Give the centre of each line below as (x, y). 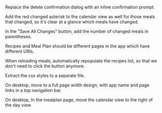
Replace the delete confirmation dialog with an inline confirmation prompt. (80, 7)
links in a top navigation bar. (34, 90)
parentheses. (18, 37)
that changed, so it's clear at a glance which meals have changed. (72, 22)
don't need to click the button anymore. (45, 66)
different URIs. (20, 51)
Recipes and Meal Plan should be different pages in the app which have (78, 46)
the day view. (18, 105)
